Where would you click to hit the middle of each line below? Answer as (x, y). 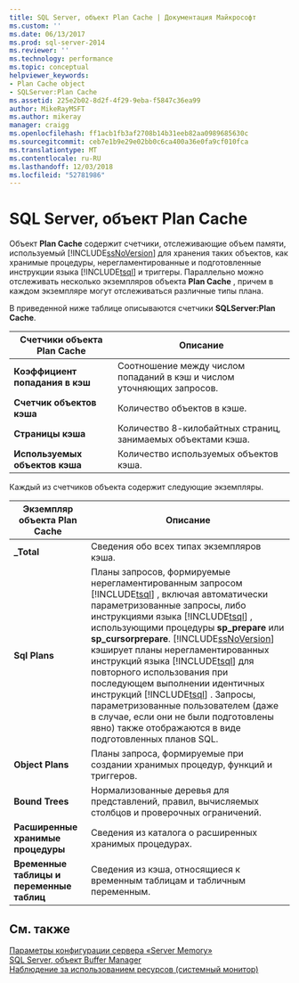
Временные (40, 864)
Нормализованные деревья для (160, 790)
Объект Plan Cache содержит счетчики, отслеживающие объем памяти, (148, 244)
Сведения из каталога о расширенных (174, 832)
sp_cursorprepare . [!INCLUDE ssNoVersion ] (182, 639)
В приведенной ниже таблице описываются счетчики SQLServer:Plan (142, 308)
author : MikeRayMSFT (48, 109)
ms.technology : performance (61, 59)
